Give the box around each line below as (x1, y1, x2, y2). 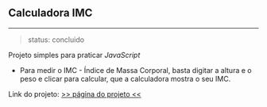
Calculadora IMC (8, 6, 93, 20)
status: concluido (27, 35, 85, 44)
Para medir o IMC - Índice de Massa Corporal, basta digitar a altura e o (19, 65, 252, 75)
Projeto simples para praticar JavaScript (8, 50, 141, 59)
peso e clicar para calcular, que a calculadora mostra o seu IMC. (19, 74, 231, 83)
